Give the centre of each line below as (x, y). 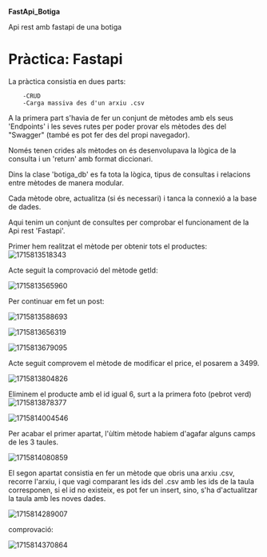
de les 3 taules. (33, 442)
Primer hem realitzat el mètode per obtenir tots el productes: (108, 246)
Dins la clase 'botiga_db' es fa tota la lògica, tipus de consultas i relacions (130, 174)
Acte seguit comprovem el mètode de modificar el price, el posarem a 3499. (134, 363)
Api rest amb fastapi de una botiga (65, 27)
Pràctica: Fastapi (66, 60)
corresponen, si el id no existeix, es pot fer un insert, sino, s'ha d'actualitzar (133, 490)
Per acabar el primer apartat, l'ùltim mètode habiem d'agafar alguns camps (132, 433)
